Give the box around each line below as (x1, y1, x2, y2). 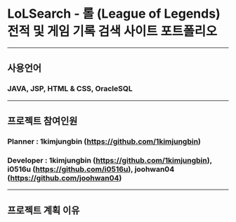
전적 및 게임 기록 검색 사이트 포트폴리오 (7, 23, 218, 39)
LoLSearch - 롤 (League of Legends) (7, 6, 221, 22)
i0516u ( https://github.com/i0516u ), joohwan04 (7, 164, 175, 174)
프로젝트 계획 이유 (7, 204, 80, 216)
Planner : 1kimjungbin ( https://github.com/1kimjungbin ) (7, 136, 202, 146)
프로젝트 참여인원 (7, 115, 78, 127)
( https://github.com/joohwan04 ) (7, 173, 122, 183)
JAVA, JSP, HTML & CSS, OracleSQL (7, 84, 133, 94)
